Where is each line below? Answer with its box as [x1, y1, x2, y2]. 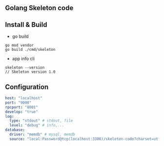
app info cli [12, 56, 35, 62]
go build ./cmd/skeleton [5, 47, 56, 52]
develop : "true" [5, 109, 38, 114]
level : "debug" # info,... [9, 123, 64, 128]
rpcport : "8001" [5, 104, 38, 109]
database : [5, 127, 25, 132]
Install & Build [5, 21, 47, 29]
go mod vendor [5, 43, 34, 48]
